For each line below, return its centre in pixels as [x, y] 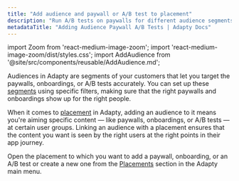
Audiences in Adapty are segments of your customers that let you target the [119, 76]
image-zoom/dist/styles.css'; [50, 55]
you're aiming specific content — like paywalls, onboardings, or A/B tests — [118, 120]
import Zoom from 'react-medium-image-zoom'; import [89, 48]
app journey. [26, 143]
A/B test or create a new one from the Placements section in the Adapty [113, 164]
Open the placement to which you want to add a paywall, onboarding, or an [118, 156]
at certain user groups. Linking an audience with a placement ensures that [116, 128]
